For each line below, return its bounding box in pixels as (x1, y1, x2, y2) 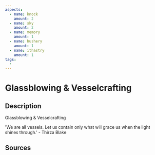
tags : (5, 57, 16, 62)
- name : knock (9, 12, 38, 17)
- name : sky (9, 20, 34, 26)
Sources (5, 143, 31, 152)
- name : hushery (9, 39, 42, 44)
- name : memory (9, 30, 40, 35)
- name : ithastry (9, 48, 45, 53)
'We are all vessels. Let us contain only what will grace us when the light (5, 124, 150, 130)
